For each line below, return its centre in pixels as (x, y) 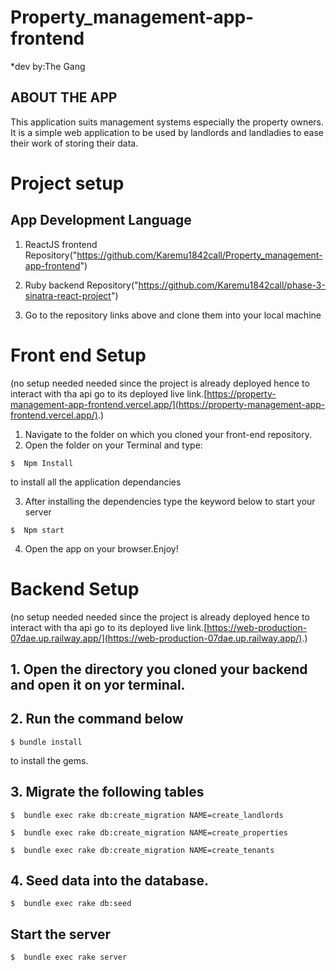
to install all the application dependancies (96, 482)
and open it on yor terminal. (98, 685)
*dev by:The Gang (48, 66)
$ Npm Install (42, 463)
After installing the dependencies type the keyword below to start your (170, 501)
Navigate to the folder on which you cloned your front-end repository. (168, 434)
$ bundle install (46, 742)
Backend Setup (75, 588)
